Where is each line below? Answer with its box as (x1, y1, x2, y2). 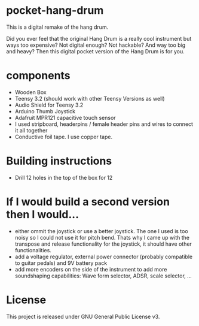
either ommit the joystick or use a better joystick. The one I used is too (14, 227, 188, 234)
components (6, 69, 71, 83)
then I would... (6, 208, 79, 221)
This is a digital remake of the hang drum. (6, 23, 109, 31)
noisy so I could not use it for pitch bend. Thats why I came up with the (14, 234, 190, 241)
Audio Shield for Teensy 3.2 (14, 101, 84, 108)
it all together (14, 126, 48, 134)
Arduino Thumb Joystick (14, 107, 76, 114)
